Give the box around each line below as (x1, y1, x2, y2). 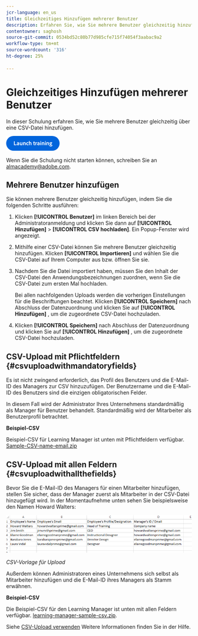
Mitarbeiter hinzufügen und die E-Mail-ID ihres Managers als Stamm (6, 576, 172, 583)
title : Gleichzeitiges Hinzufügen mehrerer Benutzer (6, 15, 138, 22)
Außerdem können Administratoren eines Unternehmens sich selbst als (6, 570, 179, 577)
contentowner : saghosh (6, 28, 62, 34)
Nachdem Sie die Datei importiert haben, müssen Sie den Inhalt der (14, 268, 179, 275)
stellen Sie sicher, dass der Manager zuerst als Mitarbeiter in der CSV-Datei (6, 491, 190, 498)
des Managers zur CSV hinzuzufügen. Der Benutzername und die (12, 383, 172, 390)
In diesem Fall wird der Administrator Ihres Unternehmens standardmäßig (6, 401, 184, 408)
